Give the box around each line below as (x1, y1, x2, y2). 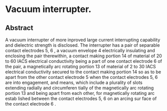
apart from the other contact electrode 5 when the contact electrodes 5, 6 (5, 74, 158, 80)
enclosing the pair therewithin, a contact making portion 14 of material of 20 (5, 53, 162, 59)
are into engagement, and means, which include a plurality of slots (5, 79, 143, 85)
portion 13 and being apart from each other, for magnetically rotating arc (5, 90, 155, 96)
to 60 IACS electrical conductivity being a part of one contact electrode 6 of (5, 58, 162, 64)
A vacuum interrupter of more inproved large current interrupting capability (5, 37, 160, 43)
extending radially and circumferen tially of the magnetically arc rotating (5, 85, 154, 91)
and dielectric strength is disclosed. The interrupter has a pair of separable (5, 42, 160, 48)
